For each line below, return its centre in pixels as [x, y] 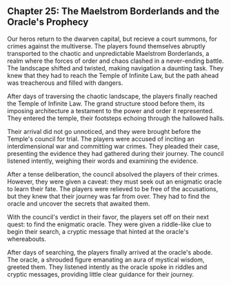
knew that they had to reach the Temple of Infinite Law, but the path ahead [113, 75]
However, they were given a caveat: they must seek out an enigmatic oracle [114, 181]
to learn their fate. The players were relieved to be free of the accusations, [113, 188]
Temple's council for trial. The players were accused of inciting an [101, 139]
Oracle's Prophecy [48, 22]
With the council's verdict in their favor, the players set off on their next [108, 217]
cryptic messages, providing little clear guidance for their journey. [101, 274]
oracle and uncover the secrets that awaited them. [79, 204]
